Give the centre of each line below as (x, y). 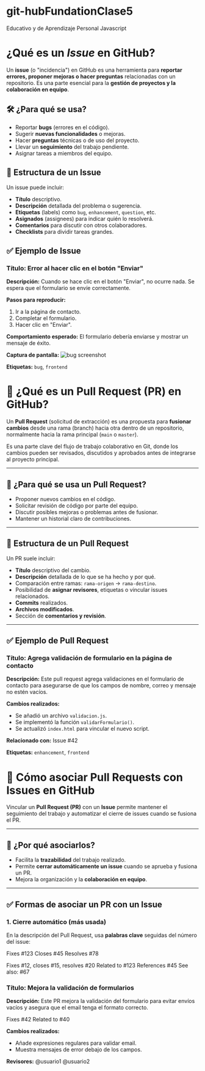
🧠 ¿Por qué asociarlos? (51, 845)
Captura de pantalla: (33, 355)
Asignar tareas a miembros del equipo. (64, 153)
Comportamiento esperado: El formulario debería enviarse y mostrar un (97, 337)
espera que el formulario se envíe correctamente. (69, 288)
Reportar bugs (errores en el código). (62, 127)
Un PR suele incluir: (31, 558)
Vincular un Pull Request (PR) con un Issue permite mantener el (87, 807)
